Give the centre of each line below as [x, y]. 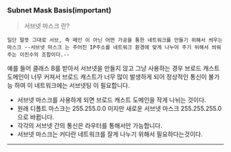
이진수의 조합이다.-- [45, 55]
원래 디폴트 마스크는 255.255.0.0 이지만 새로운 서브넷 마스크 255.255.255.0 [119, 109]
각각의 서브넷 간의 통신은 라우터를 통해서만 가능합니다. [90, 126]
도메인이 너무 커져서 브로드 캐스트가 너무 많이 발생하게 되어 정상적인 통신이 [107, 77]
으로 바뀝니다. [36, 117]
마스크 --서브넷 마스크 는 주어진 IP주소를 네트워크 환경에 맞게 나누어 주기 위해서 [108, 48]
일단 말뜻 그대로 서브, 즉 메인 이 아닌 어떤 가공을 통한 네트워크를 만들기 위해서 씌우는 [115, 40]
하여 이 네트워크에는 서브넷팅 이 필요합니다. [72, 86]
